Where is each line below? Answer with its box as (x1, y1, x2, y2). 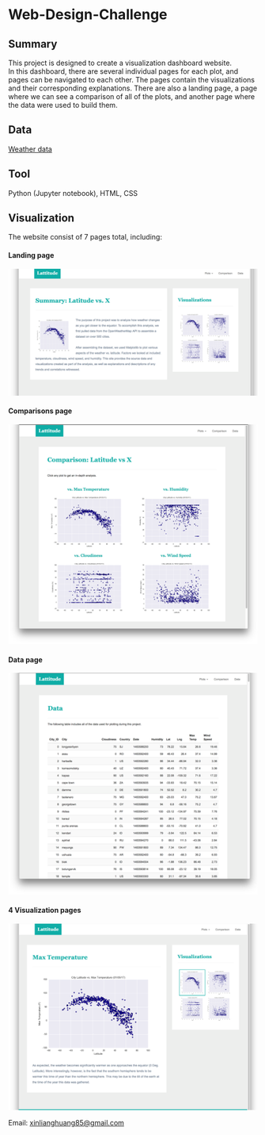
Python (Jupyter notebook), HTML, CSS (8, 188, 138, 197)
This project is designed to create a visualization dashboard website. (8, 58, 232, 67)
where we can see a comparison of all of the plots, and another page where (8, 92, 256, 101)
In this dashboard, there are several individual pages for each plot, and (8, 67, 239, 76)
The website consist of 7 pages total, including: (8, 232, 162, 242)
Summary (8, 37, 58, 51)
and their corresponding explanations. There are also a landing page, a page (8, 83, 258, 93)
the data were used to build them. (8, 101, 118, 109)
